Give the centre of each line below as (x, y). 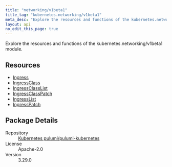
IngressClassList (30, 88)
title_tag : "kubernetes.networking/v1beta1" (53, 15)
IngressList (24, 99)
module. (14, 49)
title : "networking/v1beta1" (36, 10)
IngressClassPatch (33, 93)
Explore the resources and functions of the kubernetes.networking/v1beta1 (84, 43)
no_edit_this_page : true (32, 29)
